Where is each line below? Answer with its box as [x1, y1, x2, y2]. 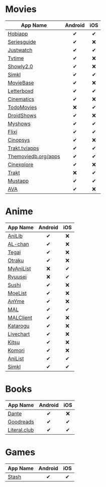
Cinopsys [8, 136, 30, 143]
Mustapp [8, 177, 29, 184]
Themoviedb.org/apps [8, 152, 60, 159]
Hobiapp [8, 30, 28, 37]
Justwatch [8, 46, 33, 53]
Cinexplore [8, 161, 34, 168]
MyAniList [8, 265, 31, 272]
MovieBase [8, 79, 34, 86]
